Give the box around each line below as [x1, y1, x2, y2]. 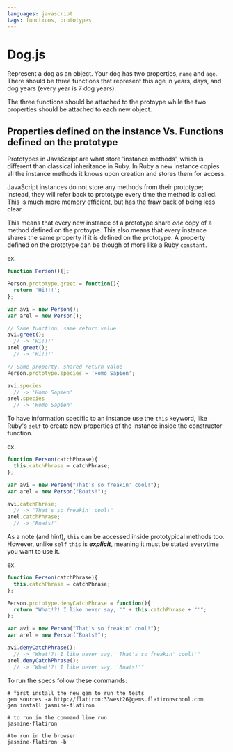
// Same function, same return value [7, 325, 117, 332]
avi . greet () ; [7, 331, 45, 338]
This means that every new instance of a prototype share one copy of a [7, 218, 212, 227]
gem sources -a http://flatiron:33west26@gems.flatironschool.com [7, 696, 204, 703]
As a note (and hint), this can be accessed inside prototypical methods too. [7, 533, 225, 541]
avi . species [7, 382, 42, 390]
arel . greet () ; [7, 344, 49, 351]
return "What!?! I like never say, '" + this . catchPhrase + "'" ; [13, 606, 207, 613]
